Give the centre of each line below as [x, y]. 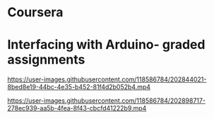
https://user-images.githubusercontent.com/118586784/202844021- [107, 79]
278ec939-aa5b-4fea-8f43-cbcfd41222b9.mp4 [77, 108]
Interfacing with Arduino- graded [106, 45]
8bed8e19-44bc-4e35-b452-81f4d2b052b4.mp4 [79, 87]
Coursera [35, 12]
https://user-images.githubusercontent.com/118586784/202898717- [107, 101]
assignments [46, 60]
